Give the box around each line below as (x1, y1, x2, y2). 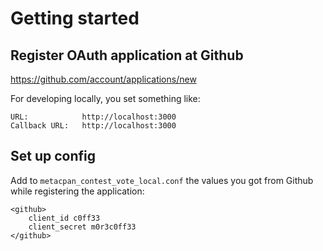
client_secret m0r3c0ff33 (28, 222, 137, 232)
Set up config (10, 148, 97, 165)
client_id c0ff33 (28, 213, 101, 223)
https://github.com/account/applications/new (10, 73, 197, 85)
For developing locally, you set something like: (10, 93, 201, 104)
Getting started (10, 7, 140, 30)
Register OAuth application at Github (10, 47, 244, 64)
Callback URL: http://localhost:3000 (10, 121, 177, 131)
